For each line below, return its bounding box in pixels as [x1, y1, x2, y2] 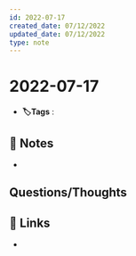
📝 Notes [9, 136, 54, 151]
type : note [9, 37, 50, 47]
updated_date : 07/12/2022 [9, 29, 105, 38]
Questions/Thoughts [9, 185, 127, 201]
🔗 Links [9, 215, 51, 230]
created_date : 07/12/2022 [9, 21, 105, 30]
